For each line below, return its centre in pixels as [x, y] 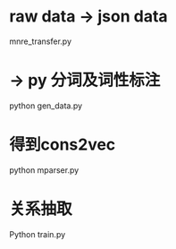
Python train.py [38, 234]
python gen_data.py [46, 106]
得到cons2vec [63, 145]
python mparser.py [44, 170]
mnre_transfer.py [41, 41]
